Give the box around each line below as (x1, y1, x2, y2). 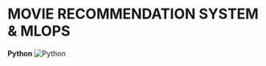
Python (7, 48, 33, 58)
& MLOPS (7, 22, 71, 40)
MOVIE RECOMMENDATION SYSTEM (7, 5, 259, 23)
